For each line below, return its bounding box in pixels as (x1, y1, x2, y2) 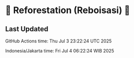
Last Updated (5, 25, 49, 33)
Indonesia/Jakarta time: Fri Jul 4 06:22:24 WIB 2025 (5, 48, 114, 53)
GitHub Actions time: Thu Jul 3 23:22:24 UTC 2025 (5, 38, 112, 44)
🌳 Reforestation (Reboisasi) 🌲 (5, 5, 130, 16)
